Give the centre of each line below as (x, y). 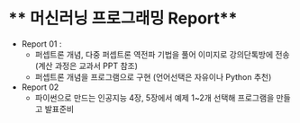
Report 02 (40, 87)
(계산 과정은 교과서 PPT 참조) (86, 66)
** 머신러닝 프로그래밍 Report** (123, 18)
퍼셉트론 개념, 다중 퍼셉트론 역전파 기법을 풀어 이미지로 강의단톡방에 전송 (162, 54)
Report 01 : (41, 44)
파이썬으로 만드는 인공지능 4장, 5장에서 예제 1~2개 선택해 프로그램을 (155, 97)
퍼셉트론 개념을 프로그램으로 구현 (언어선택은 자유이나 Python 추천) (153, 76)
